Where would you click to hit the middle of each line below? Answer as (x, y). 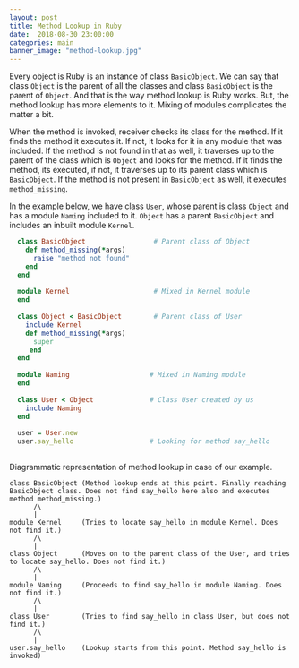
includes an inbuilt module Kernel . (72, 226)
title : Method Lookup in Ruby (66, 26)
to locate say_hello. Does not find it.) (88, 561)
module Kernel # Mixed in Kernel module (134, 292)
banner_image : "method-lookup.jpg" (76, 51)
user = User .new (47, 433)
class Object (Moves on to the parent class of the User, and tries (150, 553)
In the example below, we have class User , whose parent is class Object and (149, 206)
